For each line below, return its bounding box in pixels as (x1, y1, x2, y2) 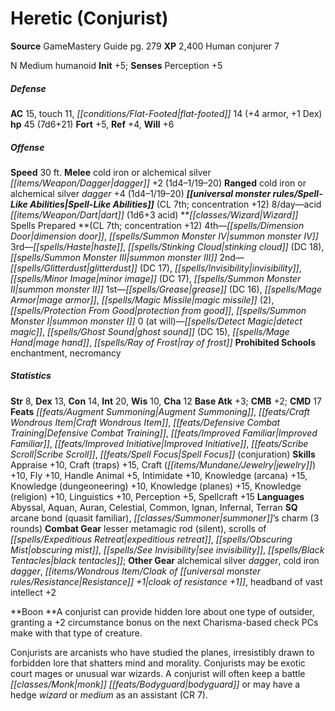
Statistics (10, 370, 52, 382)
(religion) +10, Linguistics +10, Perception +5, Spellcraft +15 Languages (10, 490, 305, 502)
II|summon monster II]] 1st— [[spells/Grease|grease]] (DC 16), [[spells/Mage (10, 283, 322, 295)
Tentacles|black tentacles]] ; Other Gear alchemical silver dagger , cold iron (10, 554, 320, 566)
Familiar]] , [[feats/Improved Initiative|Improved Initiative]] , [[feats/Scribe (10, 437, 309, 449)
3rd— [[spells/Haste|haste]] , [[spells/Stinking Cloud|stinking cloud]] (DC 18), (10, 240, 325, 252)
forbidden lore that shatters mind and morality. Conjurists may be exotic (10, 657, 306, 669)
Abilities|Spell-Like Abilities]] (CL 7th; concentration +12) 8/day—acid (29, 198, 322, 210)
